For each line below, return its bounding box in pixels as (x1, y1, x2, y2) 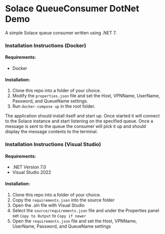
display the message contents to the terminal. (5, 129, 98, 135)
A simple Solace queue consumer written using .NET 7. (5, 30, 117, 36)
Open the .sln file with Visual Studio (12, 202, 85, 208)
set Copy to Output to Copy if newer (12, 213, 86, 219)
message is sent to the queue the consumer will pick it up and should (5, 123, 146, 129)
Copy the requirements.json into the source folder (12, 197, 115, 203)
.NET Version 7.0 (12, 164, 46, 170)
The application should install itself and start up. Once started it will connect (5, 113, 160, 119)
